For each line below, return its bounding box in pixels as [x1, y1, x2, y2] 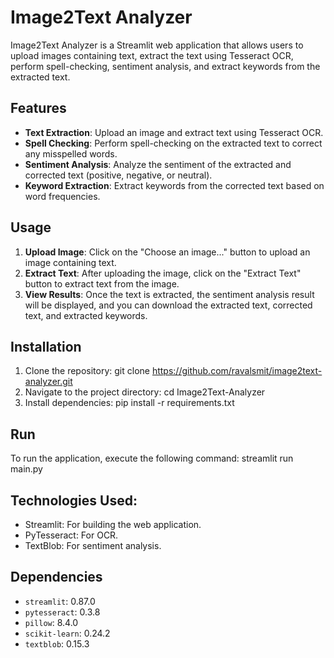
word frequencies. [24, 190, 101, 202]
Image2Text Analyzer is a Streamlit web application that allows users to [10, 39, 304, 51]
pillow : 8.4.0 [24, 616, 79, 628]
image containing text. [24, 256, 117, 268]
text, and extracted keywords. [24, 309, 148, 321]
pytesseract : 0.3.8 [24, 606, 101, 618]
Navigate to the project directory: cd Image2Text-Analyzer [24, 386, 266, 398]
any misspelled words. [24, 147, 118, 160]
